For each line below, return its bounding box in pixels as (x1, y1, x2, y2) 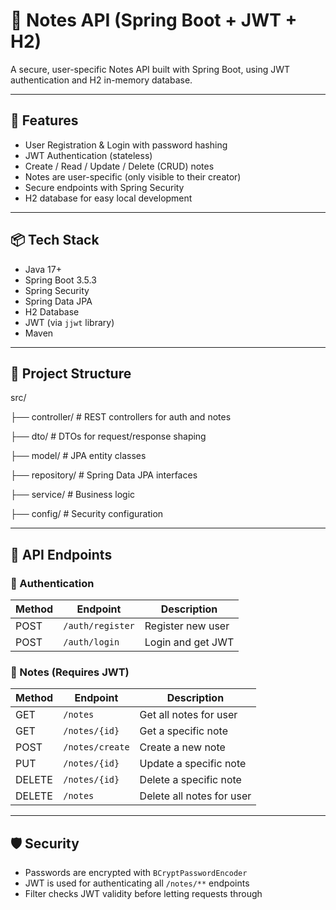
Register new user (144, 619, 230, 633)
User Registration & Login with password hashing (24, 139, 228, 151)
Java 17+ (24, 263, 62, 275)
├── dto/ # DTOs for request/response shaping (10, 430, 207, 443)
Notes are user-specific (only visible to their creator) (24, 170, 242, 183)
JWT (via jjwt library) (24, 316, 115, 328)
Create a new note (139, 740, 226, 754)
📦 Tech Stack (10, 232, 100, 249)
